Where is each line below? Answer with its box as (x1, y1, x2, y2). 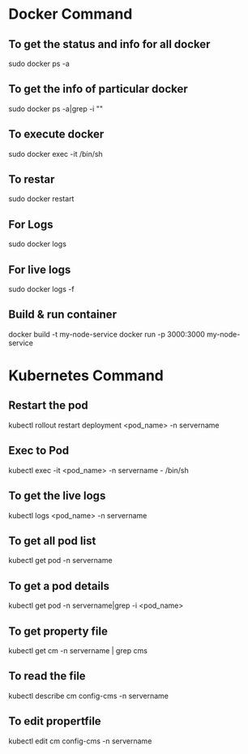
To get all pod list (8, 534, 96, 548)
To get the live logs (8, 489, 106, 503)
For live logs (8, 262, 71, 276)
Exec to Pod (8, 444, 70, 457)
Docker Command (8, 5, 133, 24)
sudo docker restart (8, 194, 75, 204)
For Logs (8, 217, 53, 232)
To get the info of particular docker (8, 82, 188, 96)
